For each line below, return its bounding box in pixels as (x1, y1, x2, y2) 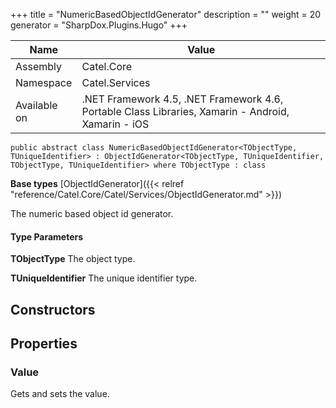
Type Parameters (10, 230, 84, 243)
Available (15, 99, 58, 112)
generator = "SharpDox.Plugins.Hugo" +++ (10, 19, 188, 31)
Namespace (15, 76, 73, 89)
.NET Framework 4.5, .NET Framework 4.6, (81, 92, 284, 106)
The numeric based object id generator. (10, 208, 174, 219)
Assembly (15, 60, 63, 73)
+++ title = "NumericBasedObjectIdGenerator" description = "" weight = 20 (10, 9, 322, 20)
